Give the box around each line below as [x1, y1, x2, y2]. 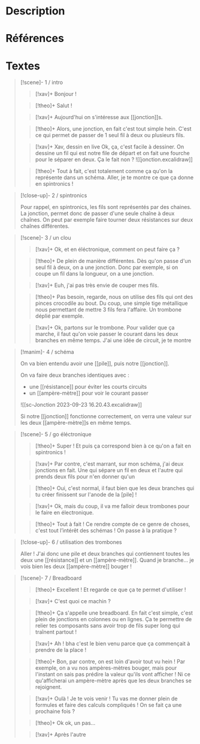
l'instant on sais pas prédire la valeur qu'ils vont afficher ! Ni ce [35, 671, 191, 678]
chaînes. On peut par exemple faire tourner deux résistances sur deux [20, 216, 193, 223]
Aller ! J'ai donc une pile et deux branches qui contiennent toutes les [20, 550, 190, 558]
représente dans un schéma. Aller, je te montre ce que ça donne [35, 174, 194, 181]
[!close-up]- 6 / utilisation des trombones [20, 539, 122, 546]
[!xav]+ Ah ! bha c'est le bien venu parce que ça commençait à [35, 640, 190, 648]
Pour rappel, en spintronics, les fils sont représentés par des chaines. [20, 204, 192, 211]
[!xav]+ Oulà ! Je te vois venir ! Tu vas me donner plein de [35, 695, 178, 702]
